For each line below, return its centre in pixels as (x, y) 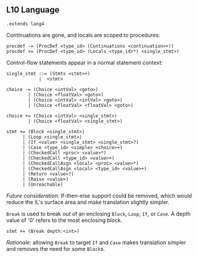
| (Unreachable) (43, 184)
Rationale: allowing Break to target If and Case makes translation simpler (96, 242)
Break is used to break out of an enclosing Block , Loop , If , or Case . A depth (99, 214)
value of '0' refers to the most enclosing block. (64, 220)
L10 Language (33, 10)
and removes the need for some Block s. (56, 249)
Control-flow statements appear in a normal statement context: (85, 62)
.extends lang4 (25, 24)
